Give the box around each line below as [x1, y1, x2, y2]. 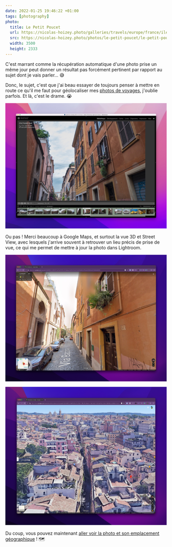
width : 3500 [10, 41, 36, 46]
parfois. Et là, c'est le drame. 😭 [5, 93, 72, 99]
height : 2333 [10, 46, 38, 51]
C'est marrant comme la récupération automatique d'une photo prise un [5, 61, 157, 67]
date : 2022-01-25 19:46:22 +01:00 [5, 8, 79, 13]
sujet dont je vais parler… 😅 [5, 72, 65, 78]
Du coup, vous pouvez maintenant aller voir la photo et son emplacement [5, 530, 160, 537]
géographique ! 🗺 [5, 536, 45, 542]
